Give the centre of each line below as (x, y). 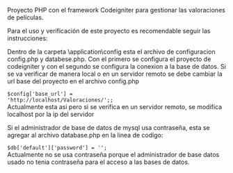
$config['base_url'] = (40, 94)
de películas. (25, 17)
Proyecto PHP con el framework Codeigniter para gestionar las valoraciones (116, 10)
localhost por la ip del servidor (51, 114)
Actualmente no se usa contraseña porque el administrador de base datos (113, 155)
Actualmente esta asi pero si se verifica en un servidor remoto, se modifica (115, 107)
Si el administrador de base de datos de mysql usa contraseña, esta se (109, 127)
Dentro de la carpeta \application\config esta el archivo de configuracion (111, 52)
